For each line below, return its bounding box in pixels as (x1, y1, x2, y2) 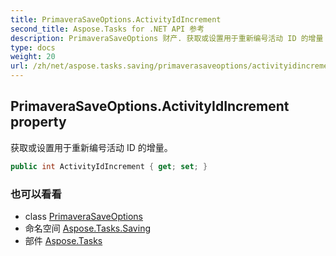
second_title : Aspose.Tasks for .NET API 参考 (10, 24, 205, 34)
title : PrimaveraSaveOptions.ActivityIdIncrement (10, 14, 222, 25)
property (10, 114, 67, 131)
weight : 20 (10, 52, 56, 62)
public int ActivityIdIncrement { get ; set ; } (10, 161, 208, 171)
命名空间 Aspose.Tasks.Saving (24, 222, 151, 234)
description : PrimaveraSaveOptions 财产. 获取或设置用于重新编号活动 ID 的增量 (10, 33, 324, 43)
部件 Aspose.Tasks (24, 234, 103, 246)
